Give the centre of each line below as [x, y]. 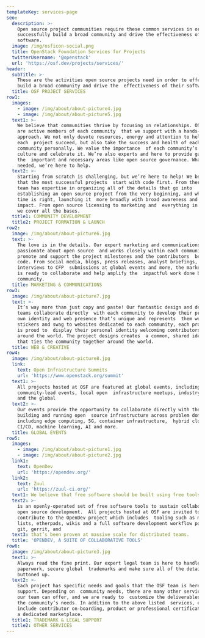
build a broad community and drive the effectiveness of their [101, 86]
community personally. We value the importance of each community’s [108, 148]
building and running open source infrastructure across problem [103, 416]
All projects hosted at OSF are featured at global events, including [109, 387]
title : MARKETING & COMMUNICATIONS [57, 285]
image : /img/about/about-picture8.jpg [61, 359]
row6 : [13, 546]
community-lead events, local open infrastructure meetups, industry [109, 393]
